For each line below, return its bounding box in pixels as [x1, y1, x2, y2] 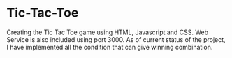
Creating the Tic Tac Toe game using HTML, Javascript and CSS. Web [6, 28, 209, 36]
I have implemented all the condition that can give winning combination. [6, 43, 213, 51]
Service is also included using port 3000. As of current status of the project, [6, 35, 226, 43]
